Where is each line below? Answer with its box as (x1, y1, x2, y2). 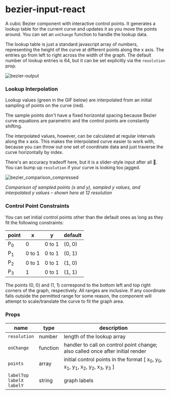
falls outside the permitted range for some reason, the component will (5, 293, 152, 299)
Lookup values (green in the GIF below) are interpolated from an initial (5, 97, 152, 103)
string (39, 377, 53, 384)
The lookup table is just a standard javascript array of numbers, (5, 41, 138, 47)
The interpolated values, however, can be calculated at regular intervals (5, 133, 156, 139)
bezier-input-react (5, 4, 85, 15)
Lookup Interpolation (5, 85, 59, 92)
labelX (8, 377, 24, 383)
